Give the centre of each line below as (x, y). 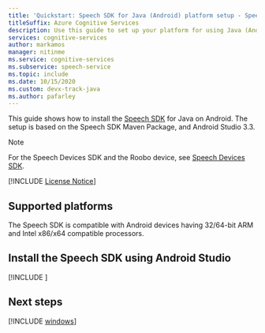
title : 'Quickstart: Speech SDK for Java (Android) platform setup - (125, 15)
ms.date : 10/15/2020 (42, 81)
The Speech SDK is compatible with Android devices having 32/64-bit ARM (131, 225)
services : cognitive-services (58, 37)
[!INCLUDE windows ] (43, 321)
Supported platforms (60, 206)
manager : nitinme (37, 52)
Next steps (35, 302)
